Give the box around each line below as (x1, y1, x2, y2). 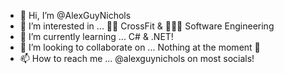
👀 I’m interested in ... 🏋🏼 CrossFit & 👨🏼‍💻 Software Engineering (19, 20, 275, 32)
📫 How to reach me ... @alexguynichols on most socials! (19, 53, 255, 64)
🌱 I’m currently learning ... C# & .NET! (19, 31, 174, 42)
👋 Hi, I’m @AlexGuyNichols (19, 10, 132, 21)
